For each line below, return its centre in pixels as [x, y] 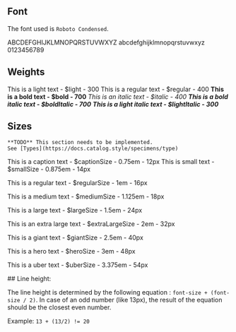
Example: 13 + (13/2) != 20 [48, 321]
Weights [26, 72]
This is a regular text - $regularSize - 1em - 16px [77, 183]
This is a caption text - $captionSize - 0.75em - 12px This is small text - [111, 162]
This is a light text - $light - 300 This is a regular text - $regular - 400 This [116, 89]
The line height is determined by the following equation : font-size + [107, 292]
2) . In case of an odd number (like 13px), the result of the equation [126, 300]
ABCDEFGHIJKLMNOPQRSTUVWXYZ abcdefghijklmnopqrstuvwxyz [106, 42]
